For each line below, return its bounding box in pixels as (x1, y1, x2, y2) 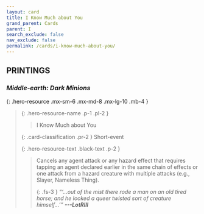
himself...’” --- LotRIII (36, 201, 89, 208)
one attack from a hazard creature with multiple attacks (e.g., (36, 169, 190, 177)
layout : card (6, 9, 40, 15)
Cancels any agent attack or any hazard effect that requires (36, 157, 186, 164)
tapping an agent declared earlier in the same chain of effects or (36, 163, 198, 171)
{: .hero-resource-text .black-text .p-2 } (21, 144, 121, 152)
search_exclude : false (6, 32, 64, 38)
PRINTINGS (6, 65, 51, 76)
